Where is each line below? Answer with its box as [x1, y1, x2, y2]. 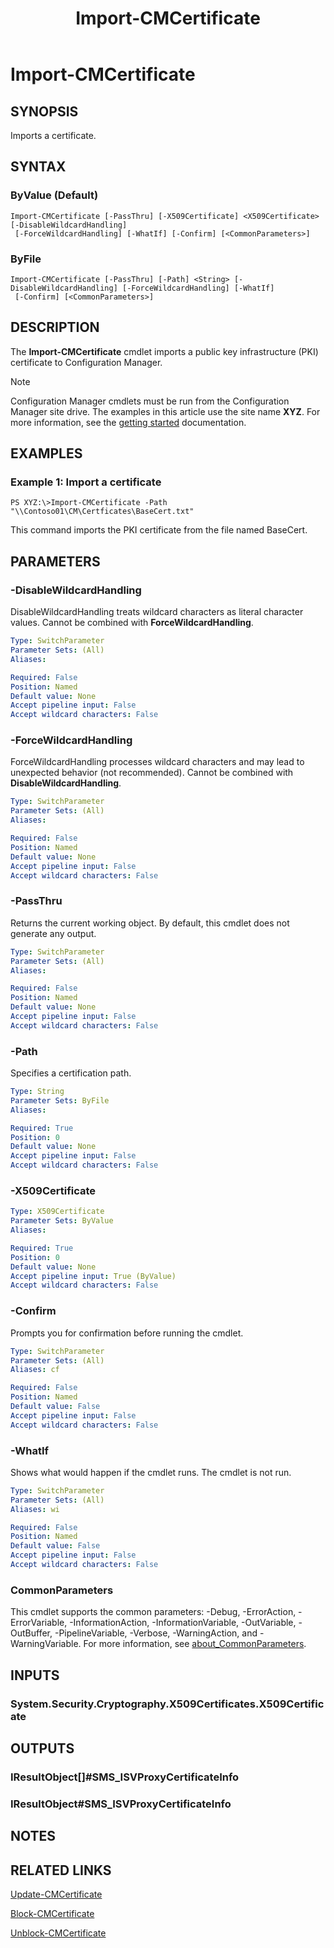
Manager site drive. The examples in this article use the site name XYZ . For [10, 405, 321, 417]
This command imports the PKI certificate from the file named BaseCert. [10, 524, 308, 536]
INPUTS [10, 1667, 60, 1684]
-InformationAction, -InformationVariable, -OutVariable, [69, 1617, 297, 1629]
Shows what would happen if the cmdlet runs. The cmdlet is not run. [10, 1466, 292, 1478]
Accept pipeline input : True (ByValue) [10, 1271, 177, 1281]
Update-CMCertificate [10, 1888, 103, 1900]
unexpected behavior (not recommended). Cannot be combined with [10, 767, 294, 779]
